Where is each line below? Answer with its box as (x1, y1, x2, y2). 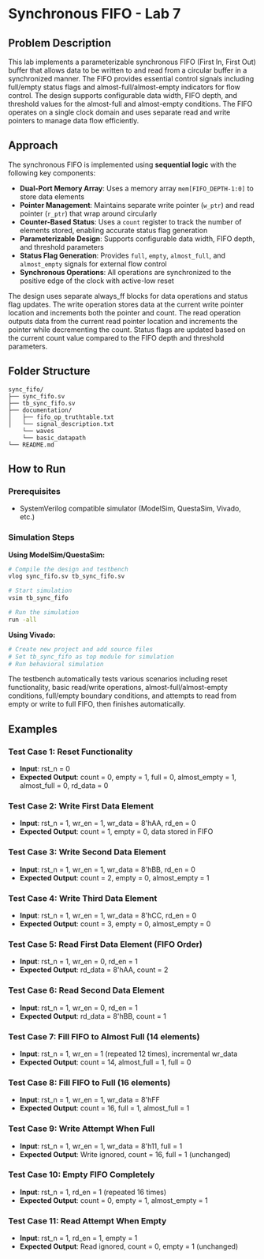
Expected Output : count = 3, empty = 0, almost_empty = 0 (19, 919, 211, 929)
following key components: (8, 168, 96, 178)
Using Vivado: (8, 630, 56, 639)
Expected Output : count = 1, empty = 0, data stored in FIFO (19, 827, 214, 836)
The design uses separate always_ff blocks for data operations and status (8, 291, 248, 300)
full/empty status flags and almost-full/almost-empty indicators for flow (8, 82, 240, 92)
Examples (8, 722, 58, 736)
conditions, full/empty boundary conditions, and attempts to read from (8, 691, 237, 700)
